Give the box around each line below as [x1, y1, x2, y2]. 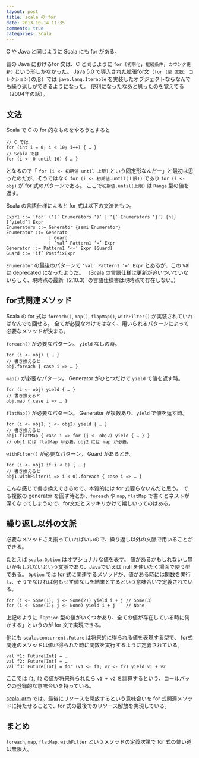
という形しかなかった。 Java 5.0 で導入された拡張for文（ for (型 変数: [14, 68, 187, 75]
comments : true [6, 25, 44, 32]
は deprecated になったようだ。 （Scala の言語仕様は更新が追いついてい [6, 269, 184, 276]
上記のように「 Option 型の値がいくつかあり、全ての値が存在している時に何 [6, 613, 190, 621]
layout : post [6, 8, 39, 15]
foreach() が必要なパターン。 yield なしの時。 [6, 340, 121, 347]
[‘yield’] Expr [6, 219, 44, 225]
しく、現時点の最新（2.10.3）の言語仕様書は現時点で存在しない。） [16, 276, 179, 283]
